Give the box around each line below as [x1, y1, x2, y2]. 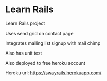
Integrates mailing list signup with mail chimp [5, 40, 101, 46]
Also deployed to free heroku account [5, 60, 86, 66]
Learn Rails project [5, 20, 45, 26]
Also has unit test [5, 50, 42, 56]
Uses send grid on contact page [5, 30, 74, 36]
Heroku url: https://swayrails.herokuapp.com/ [5, 70, 102, 76]
